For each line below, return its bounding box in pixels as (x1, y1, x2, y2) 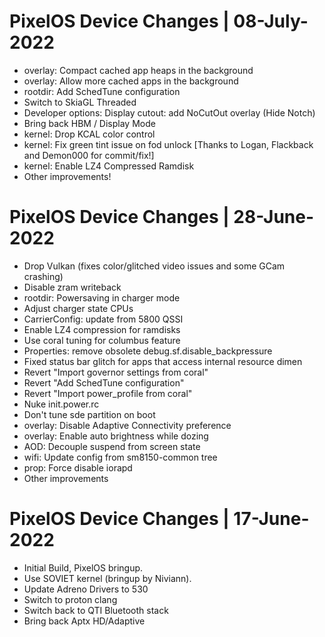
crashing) (23, 270, 64, 282)
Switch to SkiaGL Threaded (23, 96, 137, 108)
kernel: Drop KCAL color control (23, 128, 156, 140)
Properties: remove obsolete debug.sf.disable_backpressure (23, 345, 273, 357)
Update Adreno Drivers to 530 (23, 583, 149, 595)
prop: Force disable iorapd (23, 461, 133, 474)
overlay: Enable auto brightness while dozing (23, 430, 209, 442)
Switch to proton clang (23, 593, 118, 605)
